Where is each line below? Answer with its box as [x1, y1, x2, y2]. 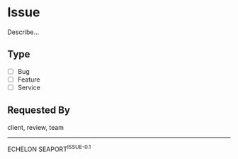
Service [17, 83, 40, 92]
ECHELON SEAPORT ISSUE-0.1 [7, 143, 91, 153]
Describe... [7, 28, 40, 36]
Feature [17, 75, 40, 84]
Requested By [7, 104, 71, 116]
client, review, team [7, 123, 64, 131]
